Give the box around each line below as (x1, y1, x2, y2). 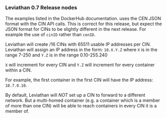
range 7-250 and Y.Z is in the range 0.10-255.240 (5, 52, 107, 58)
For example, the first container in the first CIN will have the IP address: (5, 77, 153, 83)
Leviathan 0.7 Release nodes (5, 4, 77, 11)
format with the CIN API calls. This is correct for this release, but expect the (5, 21, 162, 27)
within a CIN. (5, 67, 32, 73)
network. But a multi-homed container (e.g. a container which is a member (5, 97, 160, 103)
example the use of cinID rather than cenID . (5, 32, 96, 38)
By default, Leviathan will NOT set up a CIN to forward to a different (5, 92, 145, 98)
